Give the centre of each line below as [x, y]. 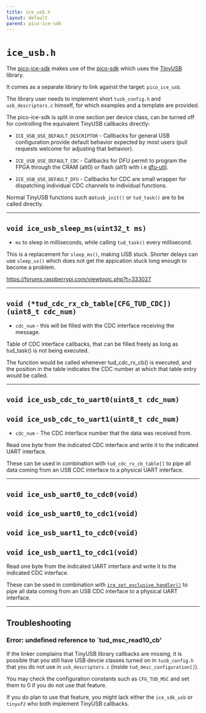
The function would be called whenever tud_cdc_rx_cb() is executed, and [99, 362]
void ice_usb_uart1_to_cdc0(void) [72, 533]
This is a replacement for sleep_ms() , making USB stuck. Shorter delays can [102, 254]
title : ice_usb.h [29, 12]
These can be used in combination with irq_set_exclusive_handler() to [97, 585]
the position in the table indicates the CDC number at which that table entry [102, 368]
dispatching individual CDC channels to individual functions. [91, 185]
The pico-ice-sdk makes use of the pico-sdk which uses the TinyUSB [94, 69]
